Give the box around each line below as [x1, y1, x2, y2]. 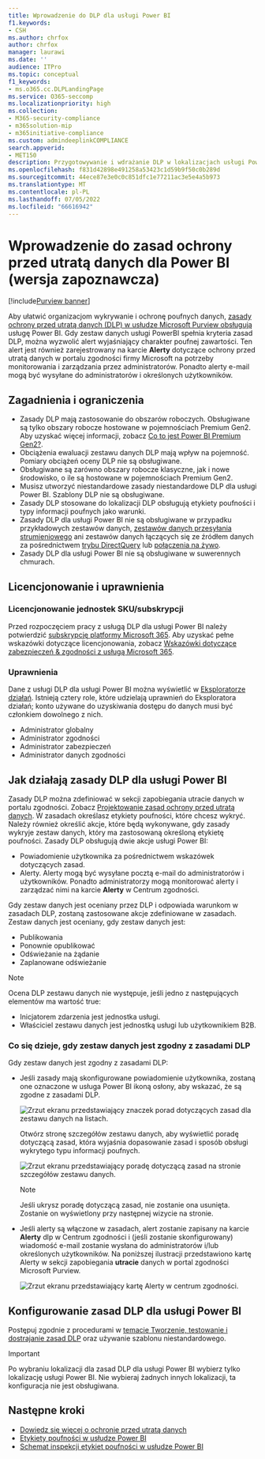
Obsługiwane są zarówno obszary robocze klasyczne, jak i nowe [19, 465, 230, 474]
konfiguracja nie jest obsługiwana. [8, 1381, 120, 1391]
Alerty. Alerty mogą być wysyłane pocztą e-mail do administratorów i [19, 868, 244, 877]
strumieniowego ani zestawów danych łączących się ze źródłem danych [19, 532, 254, 541]
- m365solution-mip [8, 122, 73, 130]
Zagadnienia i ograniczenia [8, 393, 144, 407]
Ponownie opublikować [19, 941, 96, 950]
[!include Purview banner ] [8, 296, 91, 306]
